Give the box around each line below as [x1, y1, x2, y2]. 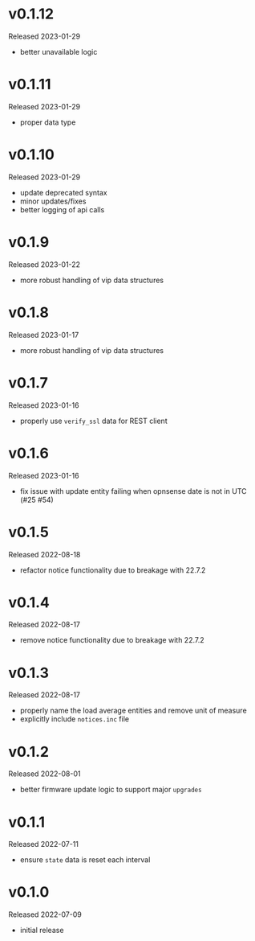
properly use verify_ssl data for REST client [19, 416, 168, 425]
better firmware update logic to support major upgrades [19, 785, 202, 795]
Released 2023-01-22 [8, 259, 81, 269]
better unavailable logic [19, 47, 98, 56]
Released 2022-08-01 [8, 769, 81, 779]
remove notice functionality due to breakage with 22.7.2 [19, 635, 204, 645]
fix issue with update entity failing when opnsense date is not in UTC [19, 486, 247, 495]
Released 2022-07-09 [8, 910, 82, 919]
